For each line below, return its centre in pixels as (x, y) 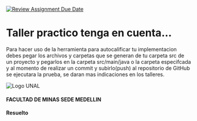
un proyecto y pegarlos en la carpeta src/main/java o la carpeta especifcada (98, 61)
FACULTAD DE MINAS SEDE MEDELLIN (54, 99)
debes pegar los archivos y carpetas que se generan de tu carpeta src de (95, 55)
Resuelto (17, 113)
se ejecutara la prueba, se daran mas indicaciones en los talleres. (85, 74)
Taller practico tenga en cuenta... (89, 33)
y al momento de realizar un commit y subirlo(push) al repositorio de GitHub (98, 68)
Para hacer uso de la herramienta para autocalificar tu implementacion (91, 49)
